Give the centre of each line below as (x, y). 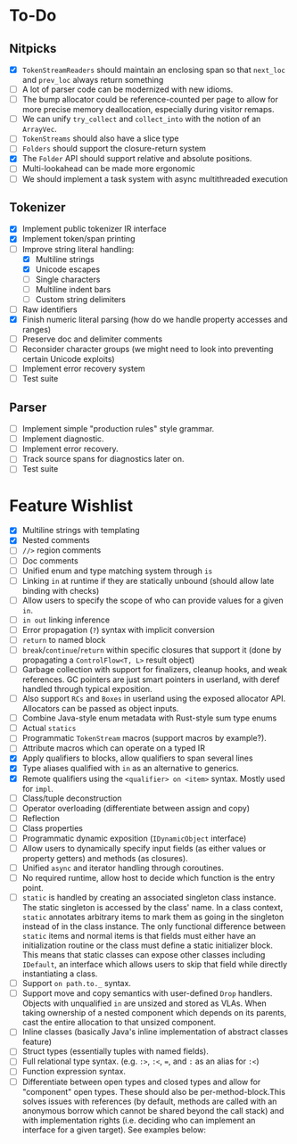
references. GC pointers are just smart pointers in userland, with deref (151, 679)
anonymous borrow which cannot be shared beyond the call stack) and (153, 1110)
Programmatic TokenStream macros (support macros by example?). (144, 738)
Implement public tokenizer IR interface (94, 229)
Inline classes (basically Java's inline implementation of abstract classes (155, 1032)
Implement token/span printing (78, 239)
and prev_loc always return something (93, 80)
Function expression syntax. (74, 1072)
